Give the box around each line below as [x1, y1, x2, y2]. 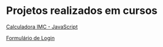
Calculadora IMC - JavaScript [6, 23, 78, 30]
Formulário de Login [6, 34, 55, 41]
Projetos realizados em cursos [6, 4, 158, 17]
